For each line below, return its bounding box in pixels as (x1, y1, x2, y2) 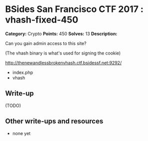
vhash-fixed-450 (5, 14, 79, 25)
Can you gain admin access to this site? (5, 40, 87, 46)
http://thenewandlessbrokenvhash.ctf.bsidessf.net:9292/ (5, 59, 122, 65)
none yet (12, 130, 31, 136)
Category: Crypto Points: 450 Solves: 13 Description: (5, 30, 118, 36)
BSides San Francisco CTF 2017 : (5, 3, 144, 15)
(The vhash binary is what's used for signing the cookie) (5, 50, 121, 56)
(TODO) (5, 102, 21, 108)
